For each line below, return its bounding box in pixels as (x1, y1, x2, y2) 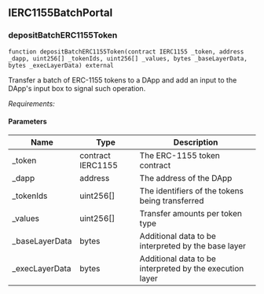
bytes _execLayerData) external (8, 61, 114, 69)
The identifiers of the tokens (139, 185, 244, 196)
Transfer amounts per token (139, 208, 242, 219)
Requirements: (8, 98, 55, 108)
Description (173, 137, 218, 148)
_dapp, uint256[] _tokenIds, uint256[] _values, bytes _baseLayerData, (8, 54, 247, 62)
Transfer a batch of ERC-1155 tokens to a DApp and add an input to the (8, 75, 237, 85)
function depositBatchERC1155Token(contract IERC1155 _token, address (8, 47, 244, 56)
